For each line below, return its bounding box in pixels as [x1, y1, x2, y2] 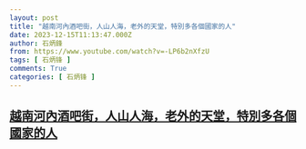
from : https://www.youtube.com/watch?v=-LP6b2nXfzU [9, 47, 209, 56]
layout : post [9, 13, 59, 23]
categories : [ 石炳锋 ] [9, 73, 96, 82]
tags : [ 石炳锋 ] [9, 55, 71, 65]
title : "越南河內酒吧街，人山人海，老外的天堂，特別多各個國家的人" [9, 22, 237, 31]
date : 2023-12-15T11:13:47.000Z [9, 30, 132, 39]
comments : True [9, 65, 67, 74]
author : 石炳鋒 [9, 38, 63, 48]
